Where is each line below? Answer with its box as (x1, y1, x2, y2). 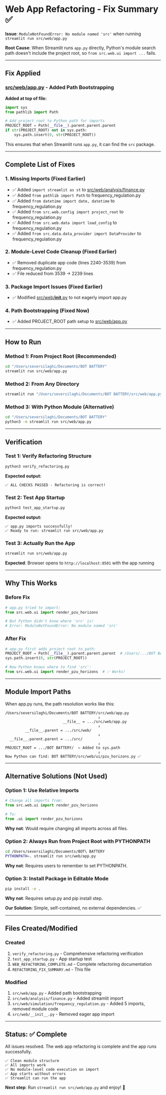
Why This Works (5, 579, 58, 587)
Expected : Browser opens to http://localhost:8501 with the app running (5, 560, 155, 566)
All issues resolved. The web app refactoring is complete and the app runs (5, 1043, 157, 1049)
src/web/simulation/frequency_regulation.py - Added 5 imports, (12, 1001, 145, 1007)
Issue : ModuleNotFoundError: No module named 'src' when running (5, 31, 141, 37)
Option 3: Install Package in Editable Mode (5, 875, 109, 882)
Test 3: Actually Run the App (5, 540, 75, 547)
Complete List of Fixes (5, 160, 76, 169)
